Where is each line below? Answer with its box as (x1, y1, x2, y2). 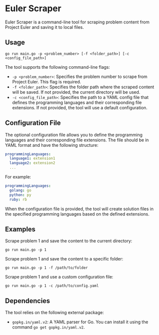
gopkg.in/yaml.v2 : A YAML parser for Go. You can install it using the (12, 319, 148, 325)
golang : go (9, 188, 32, 193)
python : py (9, 192, 32, 197)
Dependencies (5, 296, 50, 305)
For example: (5, 174, 32, 180)
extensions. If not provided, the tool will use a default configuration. (12, 104, 148, 110)
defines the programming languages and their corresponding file (12, 99, 142, 105)
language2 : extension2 (9, 160, 55, 166)
